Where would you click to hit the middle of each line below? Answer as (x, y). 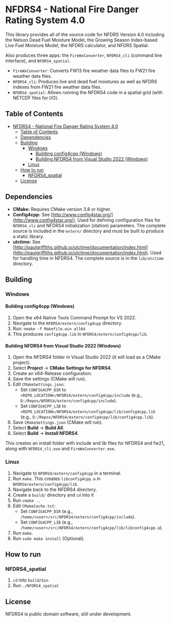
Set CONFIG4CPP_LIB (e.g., (46, 522)
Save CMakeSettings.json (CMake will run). (58, 422)
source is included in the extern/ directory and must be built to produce (88, 231)
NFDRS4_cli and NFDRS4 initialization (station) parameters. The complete (89, 225)
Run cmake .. (27, 500)
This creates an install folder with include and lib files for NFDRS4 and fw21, (85, 443)
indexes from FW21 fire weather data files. (57, 87)
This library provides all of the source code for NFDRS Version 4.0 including (85, 34)
